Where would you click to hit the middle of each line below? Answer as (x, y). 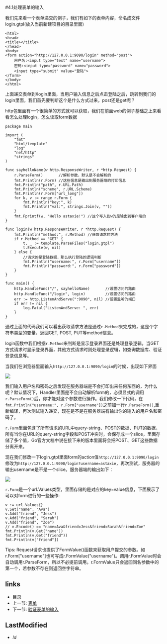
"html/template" (31, 144)
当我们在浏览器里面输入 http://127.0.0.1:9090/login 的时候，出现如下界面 (81, 366)
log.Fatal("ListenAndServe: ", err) (61, 308)
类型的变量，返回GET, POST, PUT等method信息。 (65, 333)
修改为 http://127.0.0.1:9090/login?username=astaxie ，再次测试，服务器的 (83, 463)
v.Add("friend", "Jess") (31, 514)
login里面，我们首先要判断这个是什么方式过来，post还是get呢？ (70, 100)
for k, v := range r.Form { (43, 198)
